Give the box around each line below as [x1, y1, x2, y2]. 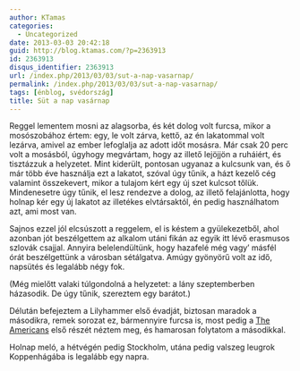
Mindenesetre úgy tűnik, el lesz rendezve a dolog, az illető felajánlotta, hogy [9, 187, 290, 198]
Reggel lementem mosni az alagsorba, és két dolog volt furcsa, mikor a [9, 121, 271, 131]
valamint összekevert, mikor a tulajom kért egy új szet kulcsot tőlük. [9, 178, 259, 189]
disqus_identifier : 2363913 [9, 63, 115, 72]
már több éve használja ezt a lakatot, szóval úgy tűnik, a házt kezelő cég [9, 168, 276, 179]
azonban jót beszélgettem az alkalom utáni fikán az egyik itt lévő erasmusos [9, 233, 290, 244]
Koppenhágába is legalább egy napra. [9, 351, 150, 362]
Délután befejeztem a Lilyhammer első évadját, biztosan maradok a [9, 306, 257, 316]
